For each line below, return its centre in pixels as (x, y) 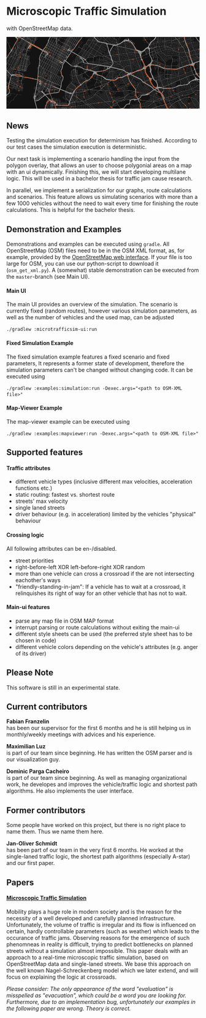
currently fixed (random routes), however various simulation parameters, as (102, 311)
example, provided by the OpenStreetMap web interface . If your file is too (99, 257)
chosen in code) (36, 640)
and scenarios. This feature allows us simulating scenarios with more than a (102, 197)
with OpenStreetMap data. (40, 28)
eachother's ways (38, 580)
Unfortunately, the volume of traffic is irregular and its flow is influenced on (101, 925)
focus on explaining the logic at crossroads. (62, 977)
